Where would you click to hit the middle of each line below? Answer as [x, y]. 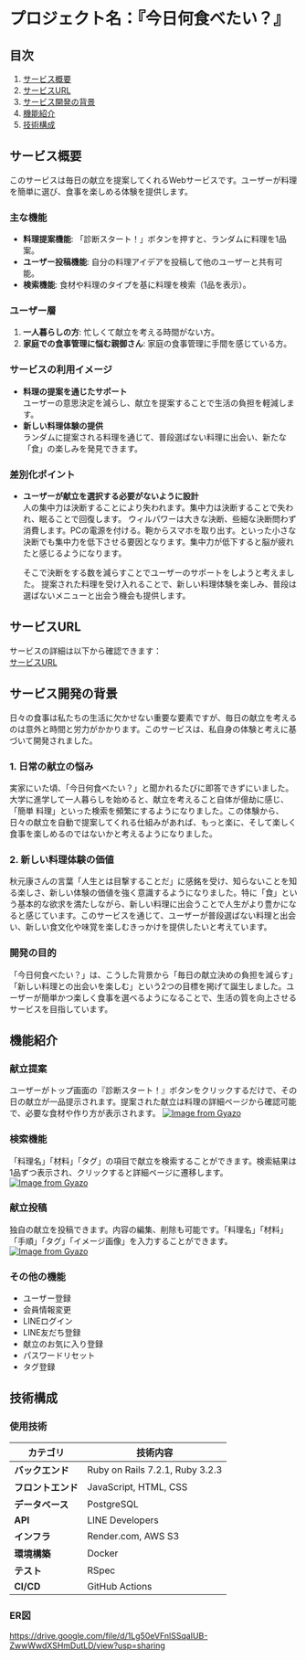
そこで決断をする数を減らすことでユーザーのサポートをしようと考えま [154, 573]
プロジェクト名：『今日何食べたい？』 [150, 19]
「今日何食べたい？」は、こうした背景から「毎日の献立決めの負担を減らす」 [153, 974]
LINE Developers [123, 1520]
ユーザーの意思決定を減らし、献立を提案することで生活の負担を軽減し [155, 402]
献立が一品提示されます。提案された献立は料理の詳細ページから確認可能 [161, 1101]
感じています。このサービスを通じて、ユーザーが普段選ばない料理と [153, 916]
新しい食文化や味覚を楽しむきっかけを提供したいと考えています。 [148, 927]
